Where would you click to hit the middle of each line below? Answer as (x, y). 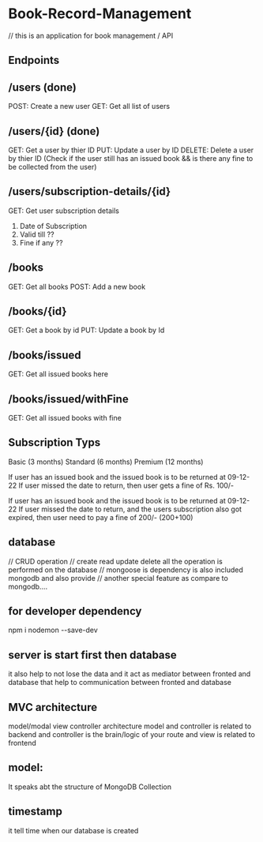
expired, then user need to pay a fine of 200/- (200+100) (101, 517)
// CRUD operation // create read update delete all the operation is (115, 561)
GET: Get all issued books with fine (65, 418)
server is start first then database (93, 655)
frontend (23, 743)
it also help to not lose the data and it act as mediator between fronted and (130, 674)
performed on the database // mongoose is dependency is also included (126, 570)
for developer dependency (75, 611)
